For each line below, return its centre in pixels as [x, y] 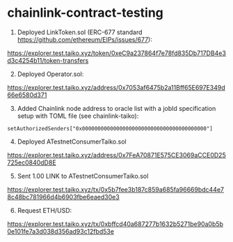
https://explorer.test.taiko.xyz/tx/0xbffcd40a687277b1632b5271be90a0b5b [115, 224]
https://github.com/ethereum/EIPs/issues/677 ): [85, 39]
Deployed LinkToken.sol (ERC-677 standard [80, 32]
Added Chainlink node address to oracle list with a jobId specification [116, 108]
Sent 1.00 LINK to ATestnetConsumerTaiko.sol [83, 176]
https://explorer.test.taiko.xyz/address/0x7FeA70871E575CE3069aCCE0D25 [116, 155]
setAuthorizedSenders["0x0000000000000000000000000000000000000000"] [110, 128]
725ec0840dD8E [32, 162]
